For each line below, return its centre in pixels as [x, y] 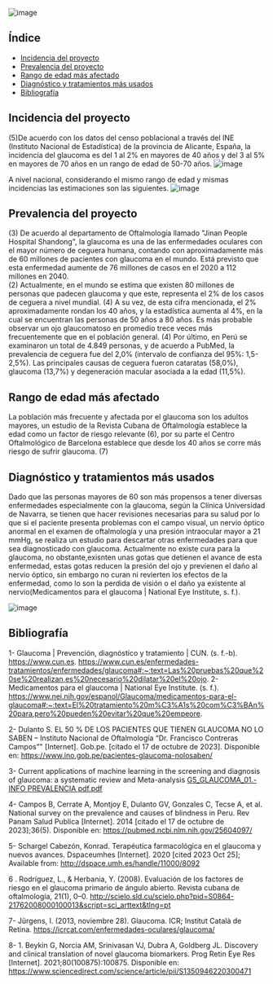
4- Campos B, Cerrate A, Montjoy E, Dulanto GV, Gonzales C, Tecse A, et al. [136, 804]
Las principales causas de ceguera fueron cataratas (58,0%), [135, 363]
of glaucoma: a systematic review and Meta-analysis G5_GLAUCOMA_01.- [133, 780]
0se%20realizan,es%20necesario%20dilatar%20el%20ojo [108, 679]
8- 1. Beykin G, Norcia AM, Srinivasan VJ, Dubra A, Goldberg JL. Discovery [133, 945]
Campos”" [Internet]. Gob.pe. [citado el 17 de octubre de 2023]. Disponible [134, 746]
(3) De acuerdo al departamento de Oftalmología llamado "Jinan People [128, 233]
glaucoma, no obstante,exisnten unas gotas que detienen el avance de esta [135, 557]
